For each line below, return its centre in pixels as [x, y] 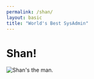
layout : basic [24, 18]
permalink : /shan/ [30, 12]
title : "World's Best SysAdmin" [47, 23]
